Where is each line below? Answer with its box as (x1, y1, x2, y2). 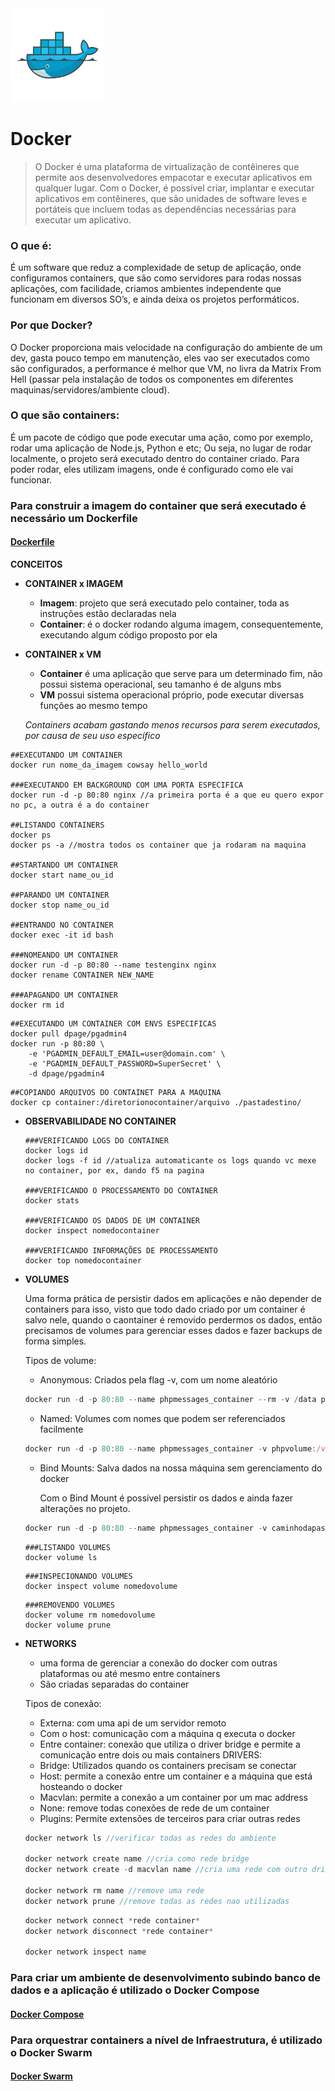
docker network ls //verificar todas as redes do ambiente (24, 1833, 277, 1843)
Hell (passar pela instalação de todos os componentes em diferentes (10, 373, 294, 385)
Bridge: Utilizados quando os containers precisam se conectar (39, 1759, 297, 1771)
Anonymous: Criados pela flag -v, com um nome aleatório (39, 1373, 278, 1386)
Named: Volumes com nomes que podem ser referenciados (39, 1412, 286, 1424)
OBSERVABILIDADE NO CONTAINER (24, 1115, 177, 1127)
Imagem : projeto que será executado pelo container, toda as (39, 597, 290, 609)
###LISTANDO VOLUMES (24, 1542, 111, 1552)
